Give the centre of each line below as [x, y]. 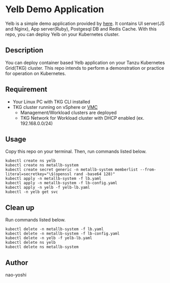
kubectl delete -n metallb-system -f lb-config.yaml [63, 234]
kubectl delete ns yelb [31, 243]
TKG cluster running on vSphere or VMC [55, 107]
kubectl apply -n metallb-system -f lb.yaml [53, 179]
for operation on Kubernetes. [36, 73]
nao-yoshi [16, 275]
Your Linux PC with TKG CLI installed [51, 102]
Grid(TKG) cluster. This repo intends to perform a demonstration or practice [85, 68]
